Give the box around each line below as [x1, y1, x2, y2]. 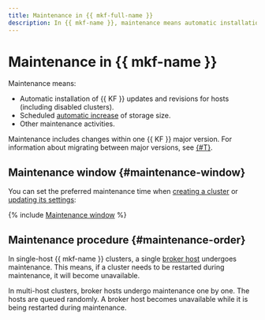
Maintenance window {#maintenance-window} [8, 166, 246, 179]
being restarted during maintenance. [8, 303, 128, 312]
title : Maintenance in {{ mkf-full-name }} [8, 11, 154, 20]
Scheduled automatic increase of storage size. [19, 111, 171, 121]
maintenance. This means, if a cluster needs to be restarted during [8, 262, 225, 272]
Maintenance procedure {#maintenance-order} [8, 233, 246, 247]
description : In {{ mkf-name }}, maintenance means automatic [8, 19, 217, 27]
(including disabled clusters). [19, 102, 114, 112]
